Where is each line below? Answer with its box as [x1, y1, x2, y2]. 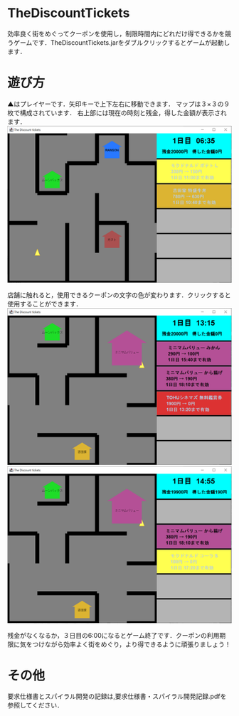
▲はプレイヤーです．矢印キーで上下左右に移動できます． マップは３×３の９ [7, 100, 230, 108]
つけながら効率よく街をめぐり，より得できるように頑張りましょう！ [31, 640, 231, 648]
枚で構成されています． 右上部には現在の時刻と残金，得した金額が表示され [7, 108, 227, 117]
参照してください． [7, 701, 64, 710]
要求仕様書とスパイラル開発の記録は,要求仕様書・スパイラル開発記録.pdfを [7, 692, 227, 701]
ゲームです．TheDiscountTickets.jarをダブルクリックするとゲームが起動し [13, 38, 230, 47]
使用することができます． [7, 299, 83, 308]
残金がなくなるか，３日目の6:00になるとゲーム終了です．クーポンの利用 [7, 631, 220, 639]
